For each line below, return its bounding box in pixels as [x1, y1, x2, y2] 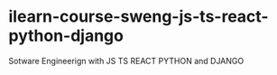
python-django [8, 25, 124, 46]
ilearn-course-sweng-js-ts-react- [8, 6, 269, 27]
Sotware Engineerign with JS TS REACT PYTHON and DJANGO [8, 55, 245, 66]
